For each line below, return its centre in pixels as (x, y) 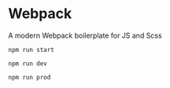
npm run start (31, 49)
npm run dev (28, 64)
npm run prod (30, 77)
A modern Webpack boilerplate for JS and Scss (85, 35)
